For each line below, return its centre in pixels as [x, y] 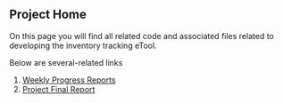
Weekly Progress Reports [69, 80]
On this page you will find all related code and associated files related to [141, 36]
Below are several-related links [66, 62]
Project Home [48, 15]
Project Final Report [58, 89]
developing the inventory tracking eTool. [83, 45]
